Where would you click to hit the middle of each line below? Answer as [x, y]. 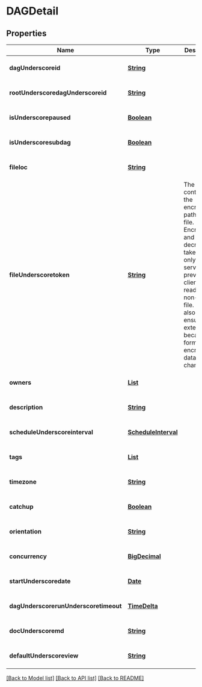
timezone [23, 482]
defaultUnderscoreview [44, 656]
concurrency [28, 556]
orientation [26, 531]
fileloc [19, 167]
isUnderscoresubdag [40, 142]
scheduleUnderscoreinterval [51, 432]
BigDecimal [144, 556]
